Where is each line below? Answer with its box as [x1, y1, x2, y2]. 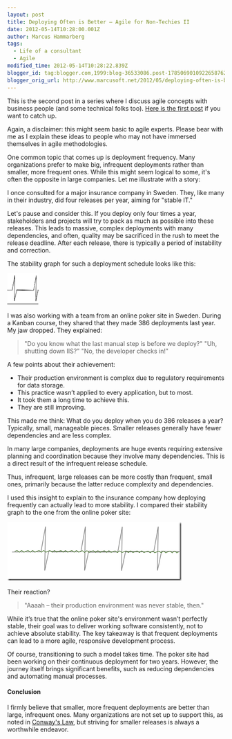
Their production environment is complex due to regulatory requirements [17, 374, 224, 382]
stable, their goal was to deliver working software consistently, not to [7, 621, 204, 630]
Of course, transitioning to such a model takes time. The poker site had [7, 650, 209, 658]
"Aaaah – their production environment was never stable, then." [23, 601, 204, 609]
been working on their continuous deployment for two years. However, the [7, 657, 219, 666]
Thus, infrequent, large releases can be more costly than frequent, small [7, 473, 213, 481]
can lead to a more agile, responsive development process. [7, 637, 176, 645]
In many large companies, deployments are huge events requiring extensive [7, 444, 223, 453]
